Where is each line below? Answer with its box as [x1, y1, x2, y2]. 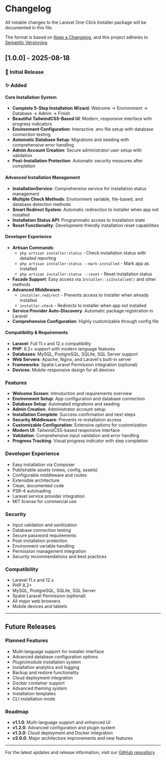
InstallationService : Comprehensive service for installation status [12, 185, 147, 191]
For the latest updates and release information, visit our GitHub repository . [5, 750, 156, 756]
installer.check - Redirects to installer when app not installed [19, 303, 147, 308]
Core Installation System [5, 94, 57, 100]
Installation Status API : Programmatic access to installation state [12, 217, 145, 223]
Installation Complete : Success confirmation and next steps [12, 411, 136, 417]
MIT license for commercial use [12, 498, 77, 504]
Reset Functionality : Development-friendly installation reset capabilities [12, 222, 159, 228]
